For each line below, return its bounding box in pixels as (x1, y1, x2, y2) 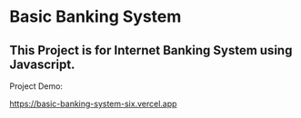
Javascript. (9, 56, 75, 72)
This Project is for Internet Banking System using (9, 43, 293, 58)
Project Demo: (9, 81, 64, 92)
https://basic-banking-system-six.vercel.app (9, 98, 177, 109)
